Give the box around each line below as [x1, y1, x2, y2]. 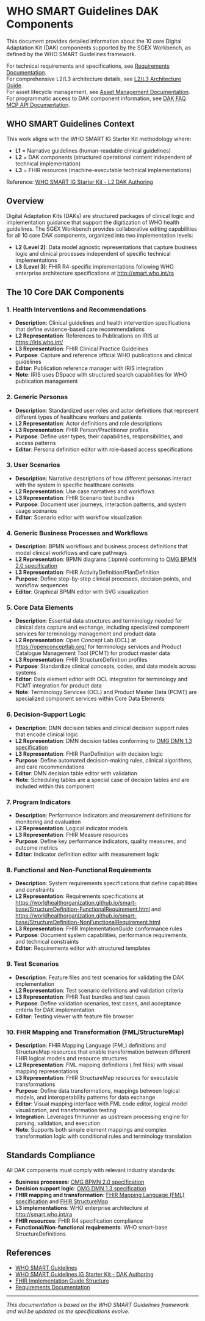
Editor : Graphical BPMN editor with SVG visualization [15, 588, 149, 596]
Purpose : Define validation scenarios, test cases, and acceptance [15, 999, 181, 1007]
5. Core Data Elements [6, 603, 74, 612]
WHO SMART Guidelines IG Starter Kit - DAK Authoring [15, 1270, 154, 1278]
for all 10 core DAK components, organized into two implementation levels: [6, 231, 193, 239]
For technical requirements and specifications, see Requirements [6, 62, 170, 70]
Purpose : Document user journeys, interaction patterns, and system [15, 501, 187, 508]
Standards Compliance [6, 1150, 96, 1160]
